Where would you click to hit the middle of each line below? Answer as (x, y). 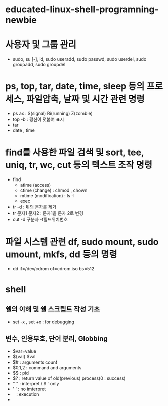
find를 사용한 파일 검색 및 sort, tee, (75, 152)
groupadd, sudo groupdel (39, 65)
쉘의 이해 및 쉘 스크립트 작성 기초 (53, 309)
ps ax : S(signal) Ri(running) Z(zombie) (53, 114)
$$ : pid (21, 373)
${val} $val (24, 356)
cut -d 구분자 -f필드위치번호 (40, 219)
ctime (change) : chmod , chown (54, 190)
